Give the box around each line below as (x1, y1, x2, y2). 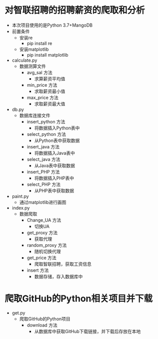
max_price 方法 (26, 94, 58, 100)
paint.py (11, 193, 29, 199)
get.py (11, 309, 25, 316)
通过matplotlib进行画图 (19, 199, 66, 205)
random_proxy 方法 (26, 242, 67, 248)
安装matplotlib (19, 46, 49, 52)
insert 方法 (26, 267, 49, 273)
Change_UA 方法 (26, 217, 61, 223)
